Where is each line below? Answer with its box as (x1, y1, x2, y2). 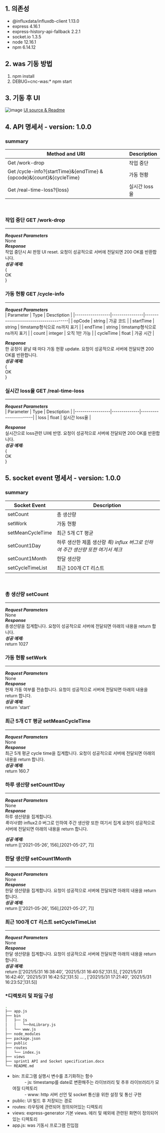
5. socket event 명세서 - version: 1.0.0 (5, 474, 121, 483)
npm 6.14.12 (12, 44, 36, 50)
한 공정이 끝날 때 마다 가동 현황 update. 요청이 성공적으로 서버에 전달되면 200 (5, 346, 154, 352)
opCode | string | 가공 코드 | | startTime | (73, 318, 155, 324)
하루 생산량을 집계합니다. (5, 813, 53, 819)
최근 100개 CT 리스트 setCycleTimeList (5, 919, 96, 926)
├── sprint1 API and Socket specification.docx (5, 1059, 105, 1064)
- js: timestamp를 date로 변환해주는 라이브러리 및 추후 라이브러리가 (24, 1079, 154, 1085)
